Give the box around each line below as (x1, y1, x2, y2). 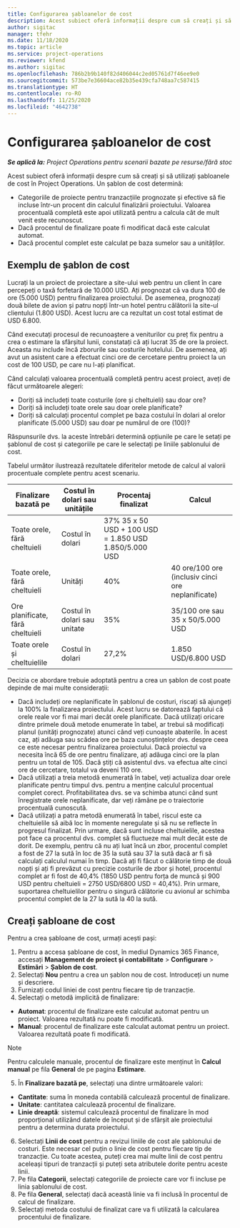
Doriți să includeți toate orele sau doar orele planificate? (17, 403, 183, 411)
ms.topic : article (7, 44, 62, 51)
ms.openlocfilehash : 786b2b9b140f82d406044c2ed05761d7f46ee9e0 (7, 70, 200, 77)
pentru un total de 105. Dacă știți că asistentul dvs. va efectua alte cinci (17, 758, 227, 766)
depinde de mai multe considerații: (7, 683, 109, 692)
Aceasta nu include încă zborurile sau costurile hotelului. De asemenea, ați (7, 345, 227, 353)
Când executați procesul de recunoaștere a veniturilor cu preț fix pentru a (7, 330, 224, 338)
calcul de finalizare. (17, 1197, 76, 1207)
